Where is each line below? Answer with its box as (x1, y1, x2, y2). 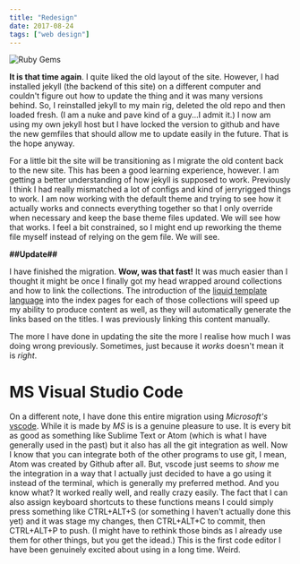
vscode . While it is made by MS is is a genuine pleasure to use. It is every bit (9, 421, 291, 432)
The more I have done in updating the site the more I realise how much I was (9, 331, 291, 342)
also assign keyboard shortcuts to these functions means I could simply (9, 497, 274, 508)
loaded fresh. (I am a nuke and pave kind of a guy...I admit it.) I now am (9, 109, 271, 121)
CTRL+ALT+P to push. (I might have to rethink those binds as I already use (9, 526, 283, 536)
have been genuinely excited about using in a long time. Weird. (9, 544, 241, 555)
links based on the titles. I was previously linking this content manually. (9, 314, 270, 325)
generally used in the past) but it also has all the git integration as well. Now (9, 440, 288, 450)
